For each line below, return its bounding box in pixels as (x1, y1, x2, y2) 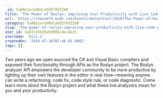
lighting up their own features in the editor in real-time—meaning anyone (5, 72, 150, 78)
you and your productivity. (5, 87, 58, 93)
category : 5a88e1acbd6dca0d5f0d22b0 (5, 20, 79, 26)
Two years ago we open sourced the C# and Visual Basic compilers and (5, 56, 149, 62)
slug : (5, 25, 16, 30)
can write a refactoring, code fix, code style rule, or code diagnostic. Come (5, 77, 155, 83)
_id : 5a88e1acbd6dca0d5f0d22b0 (5, 7, 68, 12)
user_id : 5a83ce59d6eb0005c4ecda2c (5, 30, 77, 34)
